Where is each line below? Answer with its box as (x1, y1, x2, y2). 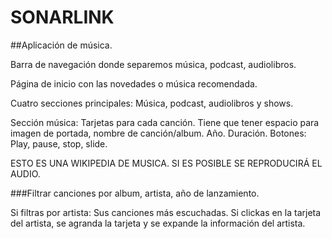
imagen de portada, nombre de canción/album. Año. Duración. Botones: (10, 127, 307, 139)
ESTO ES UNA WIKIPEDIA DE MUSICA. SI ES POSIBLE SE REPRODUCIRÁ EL (10, 157, 323, 169)
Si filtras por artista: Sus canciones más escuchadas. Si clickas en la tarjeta (10, 206, 322, 218)
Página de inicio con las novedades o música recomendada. (10, 77, 258, 90)
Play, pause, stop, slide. (10, 137, 108, 150)
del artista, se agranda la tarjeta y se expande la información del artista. (10, 217, 306, 229)
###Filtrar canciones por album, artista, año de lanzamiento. (10, 187, 260, 199)
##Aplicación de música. (10, 39, 113, 51)
